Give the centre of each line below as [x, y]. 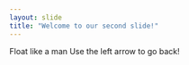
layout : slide [36, 17]
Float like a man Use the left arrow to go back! [94, 51]
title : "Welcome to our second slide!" [84, 26]
